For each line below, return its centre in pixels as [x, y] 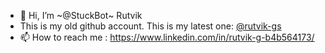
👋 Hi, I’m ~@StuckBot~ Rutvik [81, 15]
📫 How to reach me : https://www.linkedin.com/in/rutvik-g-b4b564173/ [167, 37]
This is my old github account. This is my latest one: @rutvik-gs [150, 26]
